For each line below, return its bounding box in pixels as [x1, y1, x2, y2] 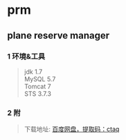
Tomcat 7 [24, 82, 51, 90]
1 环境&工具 [7, 51, 46, 61]
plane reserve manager [7, 30, 110, 41]
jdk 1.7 [24, 68, 43, 76]
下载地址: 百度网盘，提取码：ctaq [24, 125, 120, 133]
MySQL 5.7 [24, 74, 56, 83]
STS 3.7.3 [24, 89, 52, 98]
